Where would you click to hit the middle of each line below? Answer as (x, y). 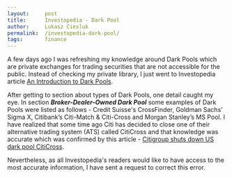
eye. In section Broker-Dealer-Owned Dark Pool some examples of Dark (112, 102)
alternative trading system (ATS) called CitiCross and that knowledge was (113, 132)
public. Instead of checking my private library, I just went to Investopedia (111, 74)
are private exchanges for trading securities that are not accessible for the (114, 67)
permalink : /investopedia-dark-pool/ (63, 33)
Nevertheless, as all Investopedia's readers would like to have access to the (116, 160)
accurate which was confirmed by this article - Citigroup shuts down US (111, 139)
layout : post (32, 14)
